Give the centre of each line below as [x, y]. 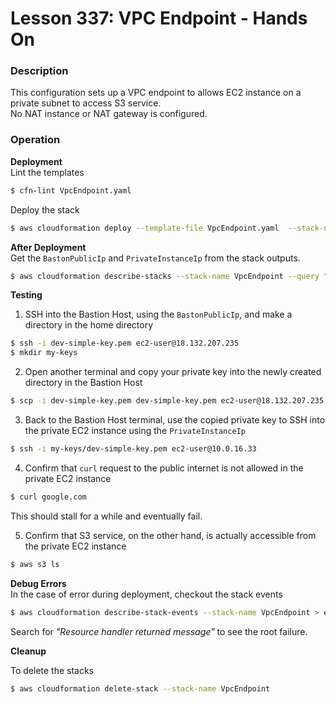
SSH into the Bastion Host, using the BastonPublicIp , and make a [158, 314]
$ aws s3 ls [35, 564]
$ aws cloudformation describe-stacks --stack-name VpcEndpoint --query [165, 276]
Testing [26, 295]
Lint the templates [47, 172]
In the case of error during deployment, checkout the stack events [146, 594]
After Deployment [48, 247]
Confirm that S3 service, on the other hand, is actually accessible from [170, 535]
